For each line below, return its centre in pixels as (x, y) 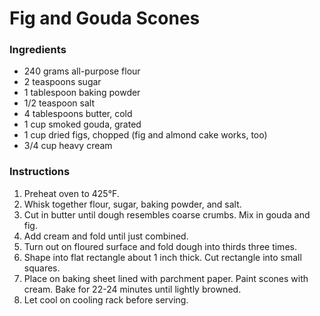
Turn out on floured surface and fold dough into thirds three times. (160, 246)
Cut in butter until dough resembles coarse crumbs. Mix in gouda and (167, 214)
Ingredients (38, 50)
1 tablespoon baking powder (82, 93)
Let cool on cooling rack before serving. (106, 299)
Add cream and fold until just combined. (106, 236)
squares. (42, 268)
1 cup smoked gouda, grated (82, 124)
